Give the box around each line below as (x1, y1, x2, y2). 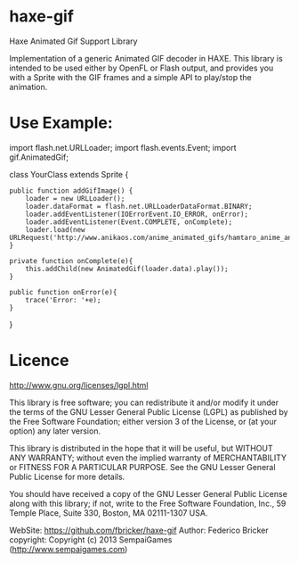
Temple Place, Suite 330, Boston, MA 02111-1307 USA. (9, 507, 208, 518)
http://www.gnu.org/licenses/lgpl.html (9, 379, 149, 390)
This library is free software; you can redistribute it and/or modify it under (9, 397, 279, 408)
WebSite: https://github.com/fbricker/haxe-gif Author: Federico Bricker (9, 525, 269, 535)
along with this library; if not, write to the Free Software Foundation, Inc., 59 (9, 498, 287, 509)
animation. (9, 81, 48, 92)
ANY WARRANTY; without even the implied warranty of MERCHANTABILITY (9, 452, 287, 463)
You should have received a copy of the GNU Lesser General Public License (9, 488, 287, 499)
